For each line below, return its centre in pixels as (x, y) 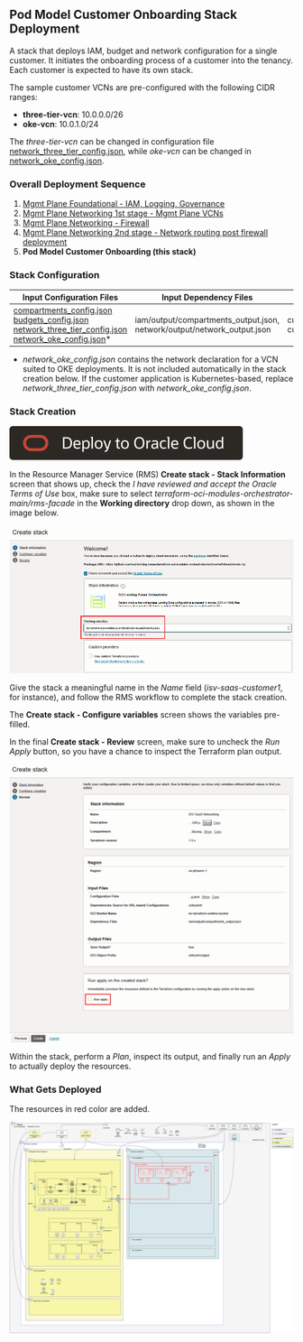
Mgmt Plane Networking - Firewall (86, 223)
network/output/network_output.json (203, 329)
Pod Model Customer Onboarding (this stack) (109, 252)
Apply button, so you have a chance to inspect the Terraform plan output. (146, 751)
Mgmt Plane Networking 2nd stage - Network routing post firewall (145, 233)
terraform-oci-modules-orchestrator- (224, 493)
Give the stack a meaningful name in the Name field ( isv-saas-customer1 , (146, 687)
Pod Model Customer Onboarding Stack (123, 15)
